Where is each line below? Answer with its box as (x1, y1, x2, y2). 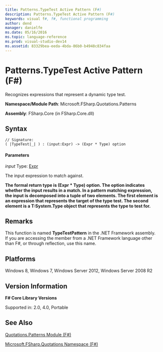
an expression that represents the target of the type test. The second (5, 198, 149, 203)
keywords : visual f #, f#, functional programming (5, 16, 109, 21)
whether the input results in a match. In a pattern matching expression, (5, 187, 153, 193)
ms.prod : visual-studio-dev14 (5, 39, 67, 44)
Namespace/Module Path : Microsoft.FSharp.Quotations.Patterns (5, 101, 137, 107)
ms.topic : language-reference (5, 35, 67, 40)
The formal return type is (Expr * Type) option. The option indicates (5, 182, 145, 188)
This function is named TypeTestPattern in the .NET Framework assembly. (5, 230, 156, 236)
